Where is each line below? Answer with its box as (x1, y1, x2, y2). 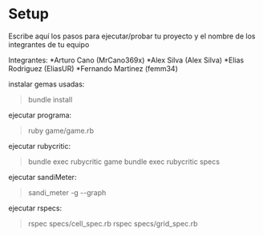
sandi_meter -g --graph (27, 187, 107, 197)
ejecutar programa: (8, 110, 72, 120)
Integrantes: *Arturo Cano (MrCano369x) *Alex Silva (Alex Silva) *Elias (8, 55, 245, 65)
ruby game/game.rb (27, 126, 95, 135)
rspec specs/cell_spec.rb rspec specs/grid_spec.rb (27, 218, 198, 228)
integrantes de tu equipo (8, 39, 90, 49)
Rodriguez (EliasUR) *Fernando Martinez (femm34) (8, 63, 179, 73)
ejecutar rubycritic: (8, 141, 71, 150)
